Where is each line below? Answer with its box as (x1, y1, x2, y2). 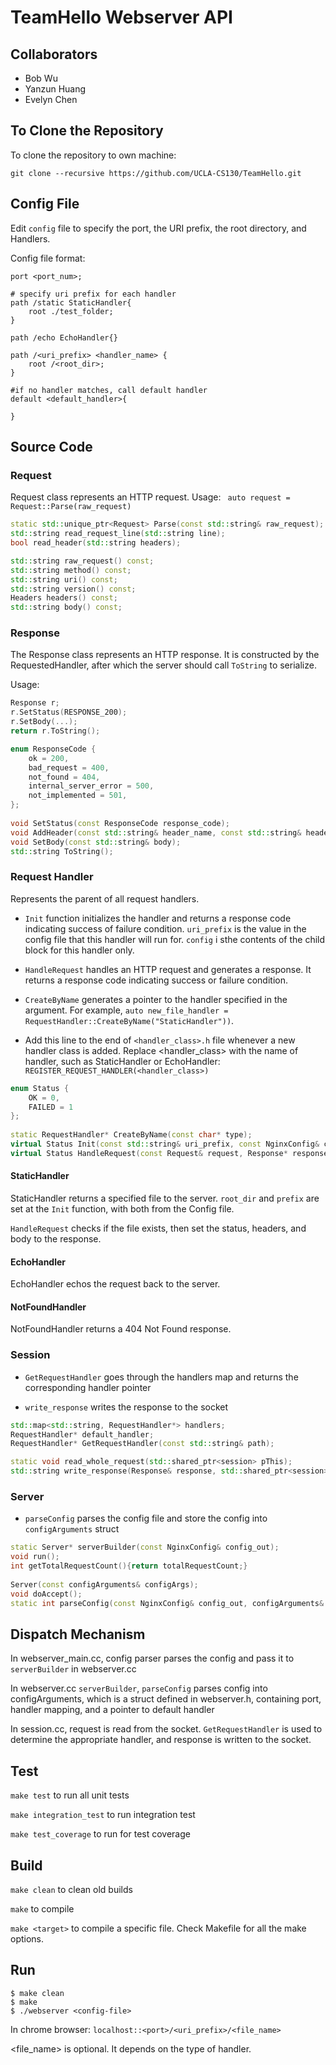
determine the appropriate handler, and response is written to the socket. (10, 1734, 312, 1746)
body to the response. (10, 1232, 102, 1245)
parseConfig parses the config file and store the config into (24, 1512, 268, 1525)
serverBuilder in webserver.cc (10, 1663, 137, 1675)
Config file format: (10, 252, 86, 264)
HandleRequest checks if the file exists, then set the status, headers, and (10, 1222, 307, 1234)
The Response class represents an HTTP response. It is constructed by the (10, 649, 320, 661)
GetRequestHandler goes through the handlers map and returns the (24, 1371, 299, 1383)
